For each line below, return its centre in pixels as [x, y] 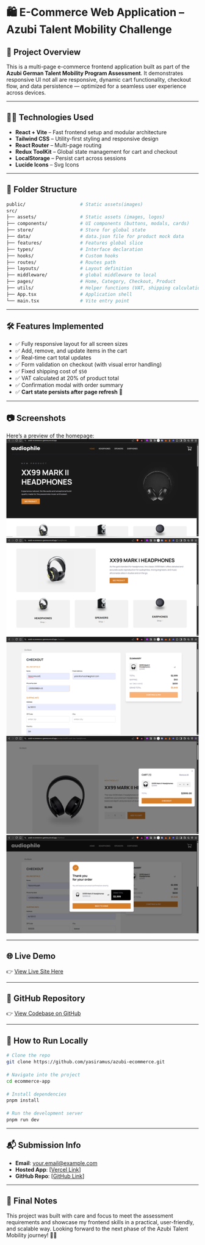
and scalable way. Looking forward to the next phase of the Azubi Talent [97, 1229]
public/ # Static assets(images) [75, 204]
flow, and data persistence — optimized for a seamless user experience [96, 86]
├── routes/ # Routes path [61, 262]
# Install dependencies [37, 1094]
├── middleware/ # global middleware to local [81, 275]
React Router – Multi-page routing [58, 145]
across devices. [26, 92]
